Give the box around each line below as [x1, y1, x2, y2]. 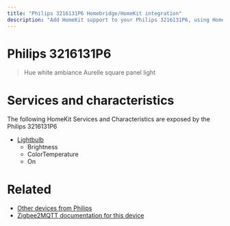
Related [7, 181, 51, 197]
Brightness [27, 143, 58, 151]
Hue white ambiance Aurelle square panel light [23, 68, 156, 77]
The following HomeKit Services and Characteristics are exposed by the [7, 115, 211, 123]
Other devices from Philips [16, 204, 92, 212]
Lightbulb [16, 136, 44, 144]
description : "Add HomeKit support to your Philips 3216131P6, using [7, 16, 210, 23]
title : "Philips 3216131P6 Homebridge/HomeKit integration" [7, 10, 183, 17]
